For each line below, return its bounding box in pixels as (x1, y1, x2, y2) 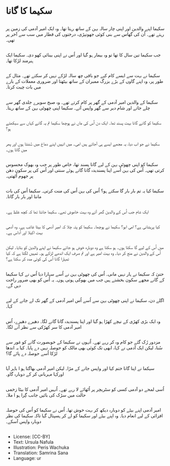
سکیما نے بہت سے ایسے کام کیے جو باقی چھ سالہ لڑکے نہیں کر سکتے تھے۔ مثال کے (6, 73, 160, 79)
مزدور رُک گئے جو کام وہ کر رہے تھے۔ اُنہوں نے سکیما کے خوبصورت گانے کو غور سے (6, 339, 161, 345)
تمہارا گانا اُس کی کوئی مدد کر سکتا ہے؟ (6, 256, 69, 262)
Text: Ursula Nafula (13, 439, 54, 445)
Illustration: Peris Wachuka (13, 444, 69, 450)
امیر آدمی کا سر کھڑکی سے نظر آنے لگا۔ (6, 324, 82, 330)
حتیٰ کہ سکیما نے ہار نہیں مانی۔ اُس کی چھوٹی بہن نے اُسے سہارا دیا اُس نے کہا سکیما (6, 271, 164, 277)
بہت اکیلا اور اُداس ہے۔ (6, 229, 43, 236)
